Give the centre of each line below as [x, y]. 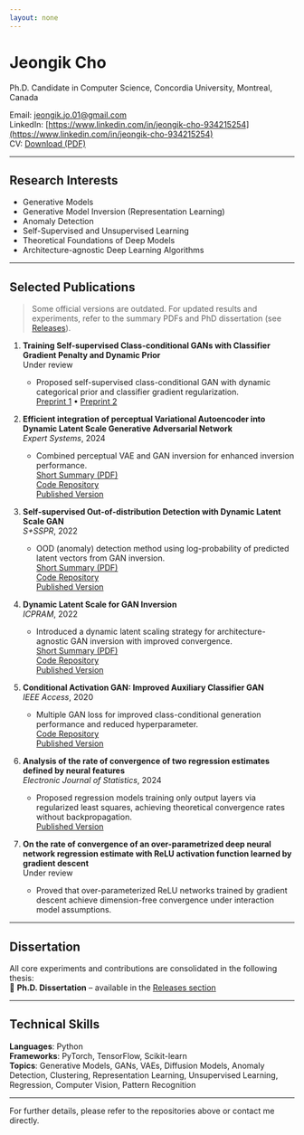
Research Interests [64, 180]
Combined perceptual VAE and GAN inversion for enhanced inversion [165, 456]
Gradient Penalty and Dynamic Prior [91, 355]
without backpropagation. [84, 817]
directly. [24, 1120]
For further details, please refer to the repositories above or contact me [142, 1111]
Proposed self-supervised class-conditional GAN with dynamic [153, 383]
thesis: [22, 978]
